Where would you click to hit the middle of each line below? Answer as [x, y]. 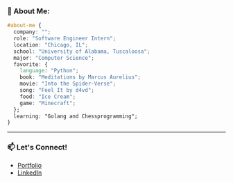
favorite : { [31, 64]
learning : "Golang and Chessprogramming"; [76, 116]
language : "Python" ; [49, 71]
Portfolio [29, 165]
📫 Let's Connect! [37, 148]
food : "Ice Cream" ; [48, 97]
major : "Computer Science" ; [54, 58]
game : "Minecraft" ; [48, 103]
